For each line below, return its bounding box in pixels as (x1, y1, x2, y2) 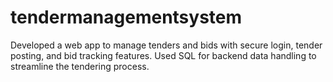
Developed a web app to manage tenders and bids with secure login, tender (10, 39, 323, 51)
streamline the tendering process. (10, 60, 150, 72)
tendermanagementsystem (10, 6, 243, 29)
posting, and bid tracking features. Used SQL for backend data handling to (10, 49, 317, 61)
